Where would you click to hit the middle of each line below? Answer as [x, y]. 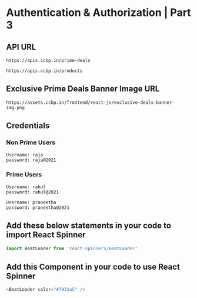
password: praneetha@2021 [38, 207]
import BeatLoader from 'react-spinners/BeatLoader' [72, 248]
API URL [21, 47]
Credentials [28, 126]
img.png [16, 107]
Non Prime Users [31, 143]
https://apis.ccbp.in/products [44, 71]
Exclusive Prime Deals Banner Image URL [83, 89]
